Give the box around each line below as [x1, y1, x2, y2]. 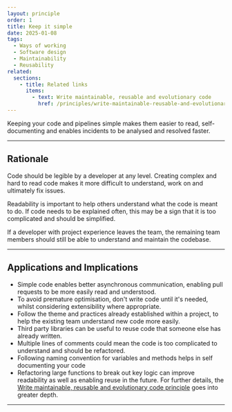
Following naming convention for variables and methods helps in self [17, 354, 213, 362]
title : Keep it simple [7, 23, 72, 30]
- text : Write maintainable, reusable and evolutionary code [32, 94, 212, 101]
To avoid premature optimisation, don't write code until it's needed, [17, 295, 209, 303]
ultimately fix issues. [7, 186, 66, 195]
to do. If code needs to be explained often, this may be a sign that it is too [7, 207, 216, 215]
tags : [7, 36, 23, 43]
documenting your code [17, 361, 86, 369]
